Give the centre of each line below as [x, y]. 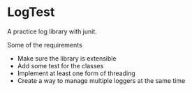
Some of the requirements [45, 45]
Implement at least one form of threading [76, 73]
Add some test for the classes [60, 66]
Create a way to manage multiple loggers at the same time [101, 80]
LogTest [31, 12]
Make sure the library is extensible [67, 58]
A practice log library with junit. [52, 31]
